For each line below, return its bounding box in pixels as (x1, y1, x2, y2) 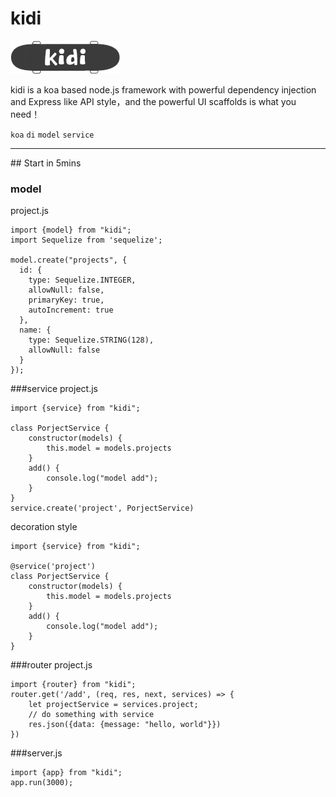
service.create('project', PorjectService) (10, 503, 195, 514)
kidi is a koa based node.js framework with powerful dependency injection (10, 83, 317, 96)
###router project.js (10, 659, 93, 671)
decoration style (10, 521, 78, 533)
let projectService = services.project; (28, 700, 199, 710)
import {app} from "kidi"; (10, 768, 123, 778)
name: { (19, 325, 52, 336)
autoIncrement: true (28, 305, 114, 316)
